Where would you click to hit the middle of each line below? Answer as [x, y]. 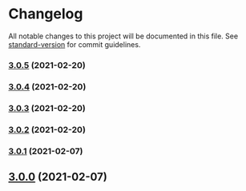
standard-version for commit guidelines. [75, 44]
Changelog [46, 14]
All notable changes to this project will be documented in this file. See [123, 36]
